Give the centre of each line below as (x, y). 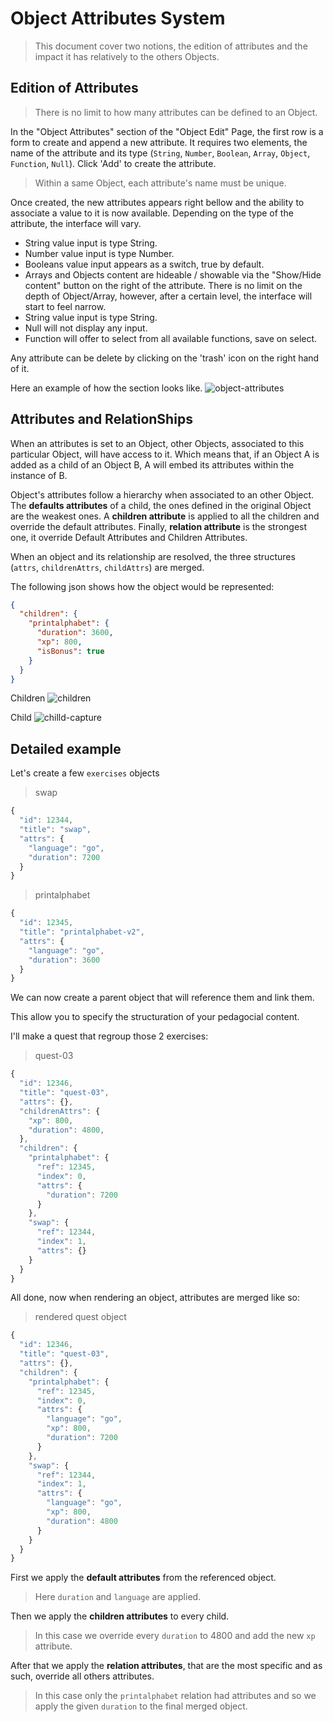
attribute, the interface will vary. (76, 223)
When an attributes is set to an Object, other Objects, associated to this (157, 443)
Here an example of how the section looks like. (106, 388)
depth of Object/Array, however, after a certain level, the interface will (168, 296)
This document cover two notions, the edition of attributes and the (171, 46)
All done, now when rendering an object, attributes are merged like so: (155, 1298)
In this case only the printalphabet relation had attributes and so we (175, 1696)
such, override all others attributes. (82, 1676)
